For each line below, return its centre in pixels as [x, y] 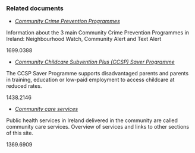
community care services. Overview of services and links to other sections [97, 127]
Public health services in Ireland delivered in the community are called [92, 120]
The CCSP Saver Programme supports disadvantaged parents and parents [97, 74]
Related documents [35, 8]
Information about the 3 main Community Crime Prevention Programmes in [97, 33]
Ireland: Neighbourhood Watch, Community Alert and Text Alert [84, 39]
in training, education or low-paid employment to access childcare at [90, 80]
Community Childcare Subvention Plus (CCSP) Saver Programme [95, 62]
